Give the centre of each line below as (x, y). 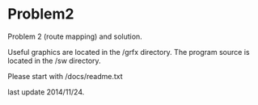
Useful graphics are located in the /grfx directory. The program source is (129, 52)
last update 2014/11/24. (46, 92)
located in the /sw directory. (55, 61)
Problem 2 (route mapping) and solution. (75, 36)
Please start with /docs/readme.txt (65, 76)
